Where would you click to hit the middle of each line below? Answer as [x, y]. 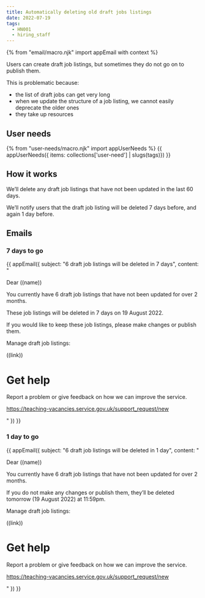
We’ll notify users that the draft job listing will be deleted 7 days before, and [102, 207]
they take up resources [44, 114]
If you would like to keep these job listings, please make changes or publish [102, 325]
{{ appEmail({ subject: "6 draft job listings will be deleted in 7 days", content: [102, 264]
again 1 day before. [30, 214]
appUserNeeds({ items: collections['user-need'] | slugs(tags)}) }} [89, 155]
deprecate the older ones [47, 108]
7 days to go [25, 251]
